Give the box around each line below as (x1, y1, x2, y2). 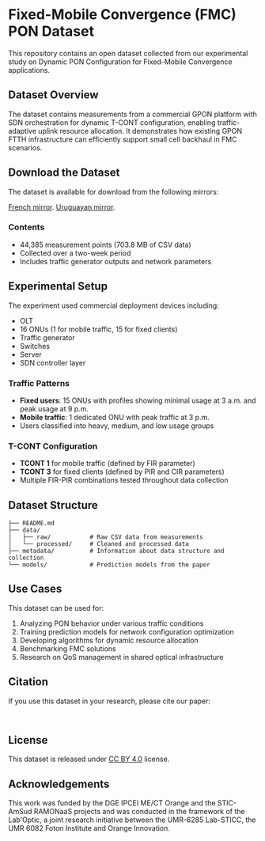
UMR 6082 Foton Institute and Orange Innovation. (8, 824, 170, 833)
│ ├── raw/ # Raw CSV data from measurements (8, 533, 203, 541)
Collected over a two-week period (19, 248, 131, 258)
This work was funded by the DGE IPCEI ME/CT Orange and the (8, 798, 216, 808)
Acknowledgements (8, 777, 110, 790)
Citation (8, 675, 49, 689)
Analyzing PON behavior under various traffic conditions (19, 619, 204, 628)
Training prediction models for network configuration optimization (19, 627, 235, 636)
